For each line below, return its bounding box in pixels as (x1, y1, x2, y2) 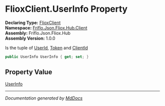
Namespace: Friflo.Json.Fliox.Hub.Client (5, 25, 87, 30)
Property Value (5, 68, 53, 77)
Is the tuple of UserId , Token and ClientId (5, 45, 88, 51)
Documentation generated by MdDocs (5, 95, 82, 101)
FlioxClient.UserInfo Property (5, 3, 128, 15)
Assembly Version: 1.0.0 (5, 35, 55, 41)
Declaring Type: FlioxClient (5, 20, 61, 26)
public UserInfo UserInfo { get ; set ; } (5, 54, 89, 59)
